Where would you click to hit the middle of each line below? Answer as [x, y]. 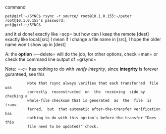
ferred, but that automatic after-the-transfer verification [94, 109]
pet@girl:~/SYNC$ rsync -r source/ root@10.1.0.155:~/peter [69, 16]
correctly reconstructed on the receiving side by [86, 92]
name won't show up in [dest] [35, 45]
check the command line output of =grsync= [51, 59]
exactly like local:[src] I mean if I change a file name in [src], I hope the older [83, 39]
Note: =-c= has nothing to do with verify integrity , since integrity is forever [82, 69]
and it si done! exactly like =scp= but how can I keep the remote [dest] [77, 34]
